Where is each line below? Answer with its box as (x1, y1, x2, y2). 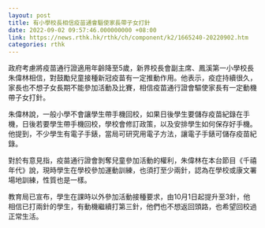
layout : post (8, 11, 51, 20)
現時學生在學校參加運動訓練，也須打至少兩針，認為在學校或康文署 (42, 166, 257, 175)
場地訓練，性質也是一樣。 (8, 175, 91, 185)
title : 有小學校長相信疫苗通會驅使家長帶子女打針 (8, 19, 151, 27)
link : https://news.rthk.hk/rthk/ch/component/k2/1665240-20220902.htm (8, 33, 248, 42)
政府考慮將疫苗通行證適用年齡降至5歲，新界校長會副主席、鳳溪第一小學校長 (8, 64, 255, 73)
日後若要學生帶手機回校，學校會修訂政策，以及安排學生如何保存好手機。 (21, 120, 257, 129)
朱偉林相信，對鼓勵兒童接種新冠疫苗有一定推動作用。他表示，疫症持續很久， (8, 73, 257, 83)
